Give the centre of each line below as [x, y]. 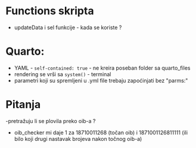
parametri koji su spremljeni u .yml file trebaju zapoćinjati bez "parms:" [101, 80]
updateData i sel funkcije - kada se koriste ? [68, 27]
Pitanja [23, 105]
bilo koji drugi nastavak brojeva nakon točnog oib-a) [78, 138]
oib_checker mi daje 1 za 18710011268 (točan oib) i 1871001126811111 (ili [101, 133]
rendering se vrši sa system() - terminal [63, 74]
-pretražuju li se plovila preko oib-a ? [51, 121]
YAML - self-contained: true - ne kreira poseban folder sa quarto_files [102, 68]
